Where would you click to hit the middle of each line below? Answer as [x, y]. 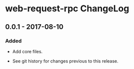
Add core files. [27, 51]
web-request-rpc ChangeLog [67, 9]
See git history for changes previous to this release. [65, 61]
